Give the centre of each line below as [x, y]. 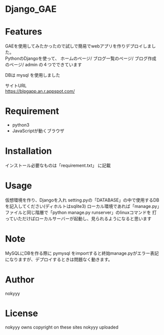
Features [24, 32]
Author [20, 280]
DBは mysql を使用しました [33, 75]
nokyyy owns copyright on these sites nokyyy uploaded [62, 327]
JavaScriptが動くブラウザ [38, 131]
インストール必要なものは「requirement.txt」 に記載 [58, 165]
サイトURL [16, 86]
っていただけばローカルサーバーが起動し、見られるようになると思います [78, 218]
